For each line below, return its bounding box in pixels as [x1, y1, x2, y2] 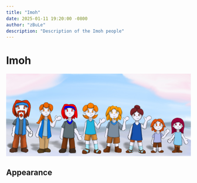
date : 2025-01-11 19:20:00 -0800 [6, 15, 88, 22]
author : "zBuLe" [6, 22, 46, 28]
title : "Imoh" [6, 9, 41, 15]
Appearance [6, 168, 53, 178]
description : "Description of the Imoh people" [6, 28, 125, 34]
